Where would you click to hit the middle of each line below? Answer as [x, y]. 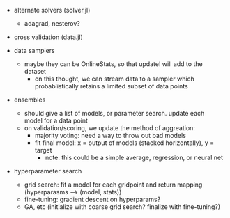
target [43, 150]
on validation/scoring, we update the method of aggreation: [109, 128]
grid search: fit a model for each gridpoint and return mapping [113, 185]
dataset [35, 71]
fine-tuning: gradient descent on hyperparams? [92, 199]
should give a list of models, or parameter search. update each [114, 113]
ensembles [30, 100]
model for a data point [56, 120]
